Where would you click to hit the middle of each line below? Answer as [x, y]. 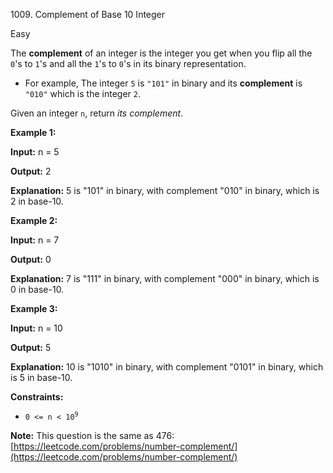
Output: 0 [31, 259]
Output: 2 [31, 171]
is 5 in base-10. [41, 377]
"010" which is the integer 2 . [82, 93]
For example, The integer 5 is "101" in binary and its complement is [163, 83]
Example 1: [33, 132]
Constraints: [37, 397]
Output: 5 [31, 347]
